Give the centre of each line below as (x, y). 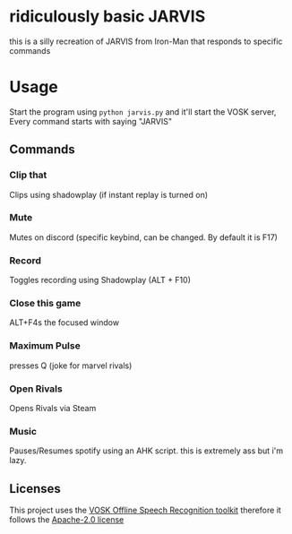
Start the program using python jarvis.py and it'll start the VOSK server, (143, 112)
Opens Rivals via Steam (53, 409)
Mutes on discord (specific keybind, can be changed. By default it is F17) (143, 237)
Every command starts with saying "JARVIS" (91, 121)
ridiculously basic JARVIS (107, 17)
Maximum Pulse (45, 346)
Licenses (35, 489)
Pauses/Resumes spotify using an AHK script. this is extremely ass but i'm (146, 451)
